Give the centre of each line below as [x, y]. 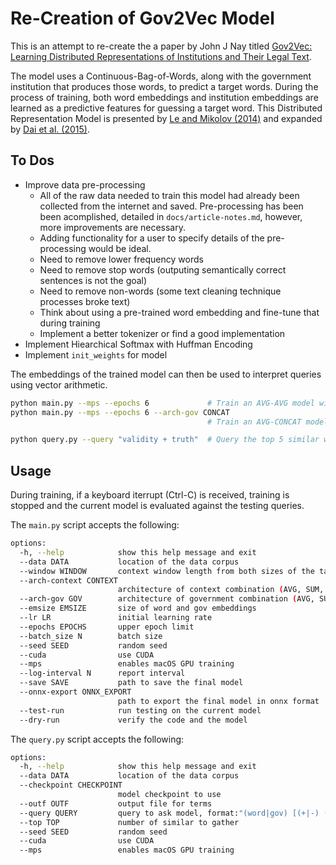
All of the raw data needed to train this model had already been [169, 195]
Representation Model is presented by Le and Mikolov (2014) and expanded [166, 118]
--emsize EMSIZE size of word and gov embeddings [138, 608]
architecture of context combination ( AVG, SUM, [221, 590]
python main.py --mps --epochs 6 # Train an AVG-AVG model [162, 403]
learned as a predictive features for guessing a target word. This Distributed [166, 108]
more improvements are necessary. [113, 227]
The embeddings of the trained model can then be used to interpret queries [166, 374]
